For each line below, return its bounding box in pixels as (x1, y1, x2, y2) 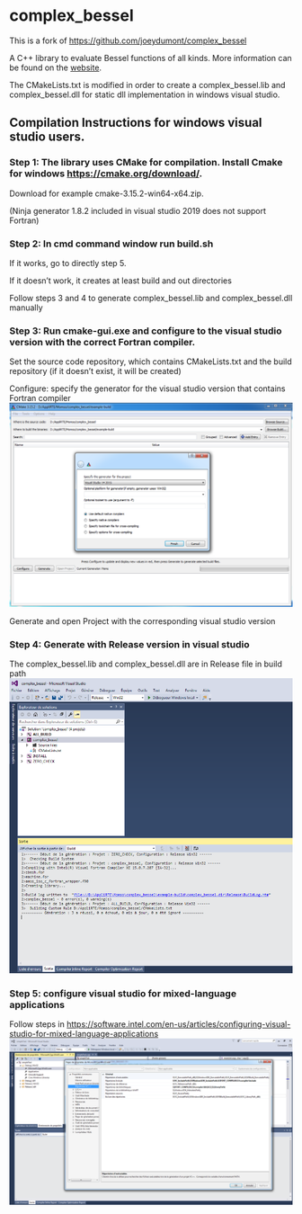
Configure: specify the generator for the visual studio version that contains (9, 383, 286, 394)
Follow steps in (9, 1019, 65, 1030)
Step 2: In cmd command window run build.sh (9, 237, 214, 250)
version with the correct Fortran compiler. (9, 335, 196, 348)
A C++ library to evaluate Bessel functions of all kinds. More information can (9, 52, 292, 63)
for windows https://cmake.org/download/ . (9, 167, 203, 180)
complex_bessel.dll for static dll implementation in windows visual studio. (9, 89, 280, 100)
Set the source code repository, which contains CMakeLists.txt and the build (9, 356, 292, 367)
